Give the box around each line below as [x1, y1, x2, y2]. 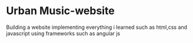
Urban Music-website [6, 4, 115, 18]
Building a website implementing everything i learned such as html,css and [6, 24, 187, 31]
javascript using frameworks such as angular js [6, 29, 121, 37]
